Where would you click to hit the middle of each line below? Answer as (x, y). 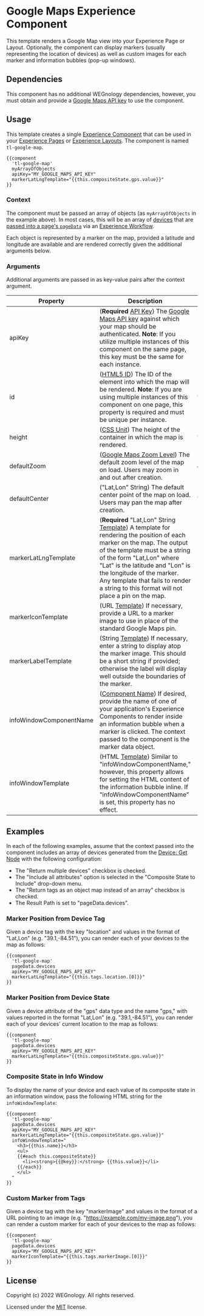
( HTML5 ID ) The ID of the (135, 375)
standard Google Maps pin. (138, 628)
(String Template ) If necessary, (144, 639)
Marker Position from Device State (58, 998)
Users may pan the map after (141, 503)
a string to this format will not (141, 588)
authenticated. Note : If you (138, 334)
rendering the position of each (143, 535)
